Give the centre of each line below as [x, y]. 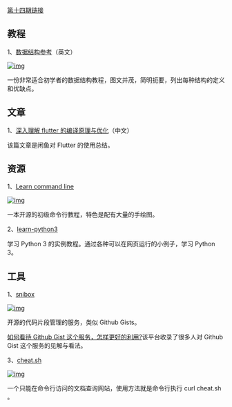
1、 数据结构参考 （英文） [42, 52]
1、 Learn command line [41, 187]
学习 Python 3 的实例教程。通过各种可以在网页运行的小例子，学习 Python [111, 244]
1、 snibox [21, 295]
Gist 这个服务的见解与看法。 [47, 346]
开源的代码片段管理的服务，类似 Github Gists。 [74, 322]
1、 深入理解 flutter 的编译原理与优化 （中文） [70, 130]
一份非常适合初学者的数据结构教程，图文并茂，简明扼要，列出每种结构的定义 [116, 80]
